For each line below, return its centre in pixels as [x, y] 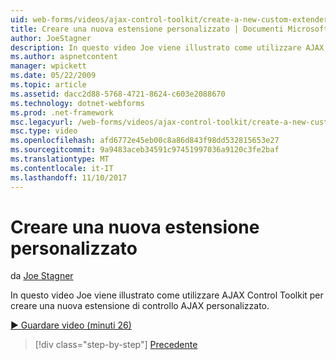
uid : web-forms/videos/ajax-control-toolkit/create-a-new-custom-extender [169, 19]
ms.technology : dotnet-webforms [77, 103]
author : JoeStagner [51, 38]
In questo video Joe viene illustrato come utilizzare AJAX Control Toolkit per [167, 295]
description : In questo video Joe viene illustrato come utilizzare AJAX [167, 47]
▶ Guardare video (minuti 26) [71, 325]
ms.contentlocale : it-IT [62, 168]
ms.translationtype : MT [60, 159]
